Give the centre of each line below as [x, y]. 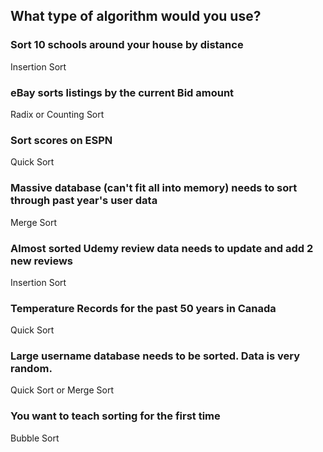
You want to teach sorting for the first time [115, 416]
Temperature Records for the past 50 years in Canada [143, 308]
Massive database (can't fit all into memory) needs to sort [154, 188]
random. [31, 369]
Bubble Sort [35, 438]
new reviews [42, 261]
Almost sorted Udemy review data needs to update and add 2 [162, 248]
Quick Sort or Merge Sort [62, 390]
